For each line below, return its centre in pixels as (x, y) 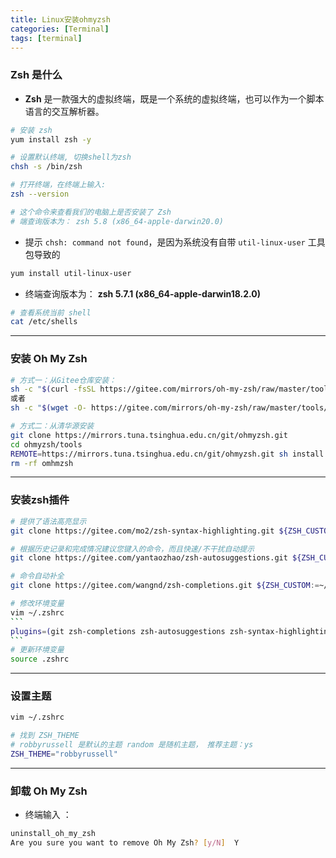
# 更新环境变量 (37, 650)
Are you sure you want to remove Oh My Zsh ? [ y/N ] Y (125, 843)
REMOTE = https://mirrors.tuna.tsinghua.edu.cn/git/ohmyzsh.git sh (149, 454)
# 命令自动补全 (37, 576)
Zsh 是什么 (36, 75)
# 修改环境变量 (37, 604)
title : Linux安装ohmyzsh (60, 19)
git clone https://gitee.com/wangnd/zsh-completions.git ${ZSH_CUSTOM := (165, 586)
